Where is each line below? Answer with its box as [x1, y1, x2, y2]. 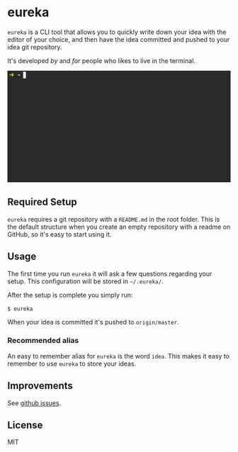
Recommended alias [7, 336, 79, 346]
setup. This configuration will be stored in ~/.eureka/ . [7, 277, 164, 286]
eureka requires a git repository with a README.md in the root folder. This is [7, 215, 220, 223]
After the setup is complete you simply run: [7, 290, 133, 299]
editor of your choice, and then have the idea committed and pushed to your [7, 35, 230, 43]
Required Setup [7, 196, 78, 208]
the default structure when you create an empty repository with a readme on [7, 222, 231, 231]
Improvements [7, 380, 73, 392]
